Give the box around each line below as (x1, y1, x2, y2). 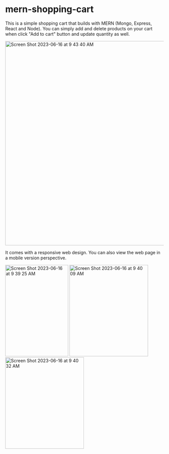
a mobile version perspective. (5, 255, 67, 261)
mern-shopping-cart (5, 4, 94, 15)
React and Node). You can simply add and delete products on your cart (5, 25, 153, 31)
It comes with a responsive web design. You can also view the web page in (5, 249, 161, 255)
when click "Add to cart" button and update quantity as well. (5, 31, 130, 37)
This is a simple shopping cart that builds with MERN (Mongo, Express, (5, 20, 152, 26)
